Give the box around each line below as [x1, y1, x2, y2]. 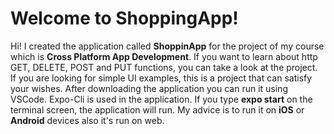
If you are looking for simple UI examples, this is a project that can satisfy [10, 72, 313, 84]
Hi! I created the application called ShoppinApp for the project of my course [10, 40, 325, 52]
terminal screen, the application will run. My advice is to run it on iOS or [10, 103, 305, 116]
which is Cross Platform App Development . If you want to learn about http [10, 50, 318, 62]
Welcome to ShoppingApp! [10, 7, 239, 30]
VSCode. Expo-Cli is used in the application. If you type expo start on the [10, 93, 313, 105]
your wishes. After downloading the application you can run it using [10, 82, 288, 94]
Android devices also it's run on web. [10, 114, 165, 126]
